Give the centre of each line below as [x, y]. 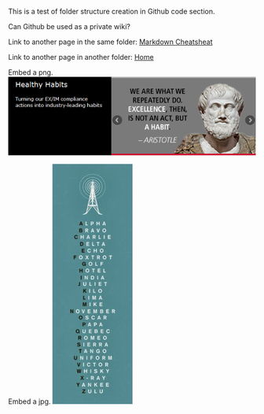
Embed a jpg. [29, 401]
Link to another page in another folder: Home [81, 57]
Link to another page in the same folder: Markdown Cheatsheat [110, 42]
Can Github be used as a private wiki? [70, 26]
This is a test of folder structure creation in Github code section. [112, 11]
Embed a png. [31, 72]
